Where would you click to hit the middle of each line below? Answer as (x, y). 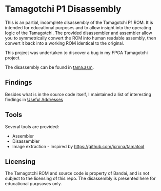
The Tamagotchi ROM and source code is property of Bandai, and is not (77, 173)
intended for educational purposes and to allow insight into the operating (78, 27)
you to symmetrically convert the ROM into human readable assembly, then (81, 38)
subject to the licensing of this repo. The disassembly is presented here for (80, 178)
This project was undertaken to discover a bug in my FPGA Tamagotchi (76, 53)
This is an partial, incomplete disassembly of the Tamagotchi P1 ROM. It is (79, 22)
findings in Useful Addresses (34, 99)
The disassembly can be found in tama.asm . (50, 67)
